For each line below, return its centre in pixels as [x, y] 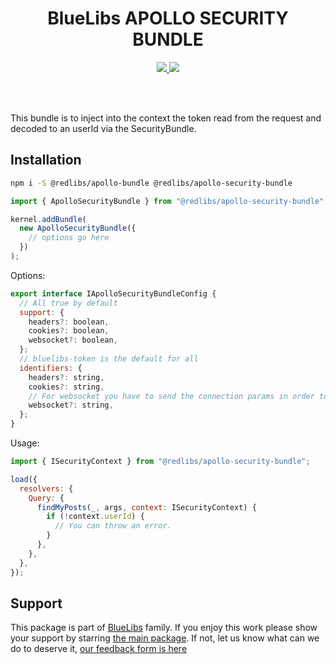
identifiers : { [51, 368]
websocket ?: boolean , [73, 340]
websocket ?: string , [71, 405]
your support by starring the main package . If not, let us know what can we [165, 638]
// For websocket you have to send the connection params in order [171, 396]
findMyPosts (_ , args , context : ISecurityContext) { [146, 507]
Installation [46, 160]
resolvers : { [46, 488]
